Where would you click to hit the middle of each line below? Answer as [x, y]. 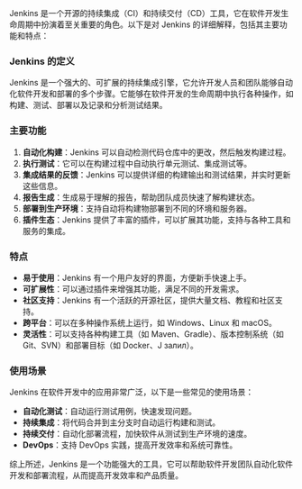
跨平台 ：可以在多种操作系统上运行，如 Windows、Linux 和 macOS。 [149, 322]
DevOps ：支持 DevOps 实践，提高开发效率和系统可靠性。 [130, 445]
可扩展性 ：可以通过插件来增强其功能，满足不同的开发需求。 [133, 289]
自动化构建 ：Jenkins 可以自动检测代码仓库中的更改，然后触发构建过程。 [156, 152]
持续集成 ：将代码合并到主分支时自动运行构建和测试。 [121, 422]
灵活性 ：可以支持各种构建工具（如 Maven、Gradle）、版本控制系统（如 [153, 334]
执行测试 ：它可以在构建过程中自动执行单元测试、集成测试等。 [137, 163]
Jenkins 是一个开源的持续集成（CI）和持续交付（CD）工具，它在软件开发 [145, 13]
